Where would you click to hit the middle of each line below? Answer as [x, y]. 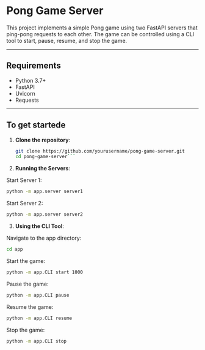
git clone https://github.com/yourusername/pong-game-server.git [100, 151]
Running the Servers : [42, 169]
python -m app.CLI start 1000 [45, 272]
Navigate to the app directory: [44, 238]
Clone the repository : [43, 140]
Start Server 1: [24, 180]
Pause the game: [27, 284]
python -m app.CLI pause [38, 295]
